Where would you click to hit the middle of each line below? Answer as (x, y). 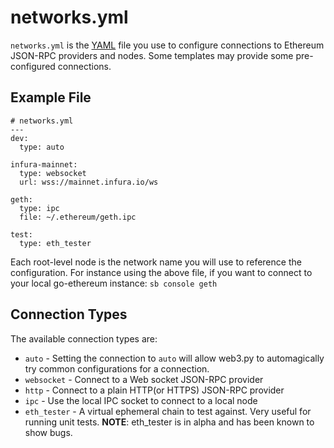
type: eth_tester (55, 243)
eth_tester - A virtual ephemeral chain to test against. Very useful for (168, 411)
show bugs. (48, 432)
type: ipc (39, 208)
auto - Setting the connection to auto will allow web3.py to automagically (174, 358)
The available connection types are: (84, 338)
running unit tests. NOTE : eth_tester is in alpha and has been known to (169, 422)
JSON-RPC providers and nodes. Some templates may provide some (152, 55)
